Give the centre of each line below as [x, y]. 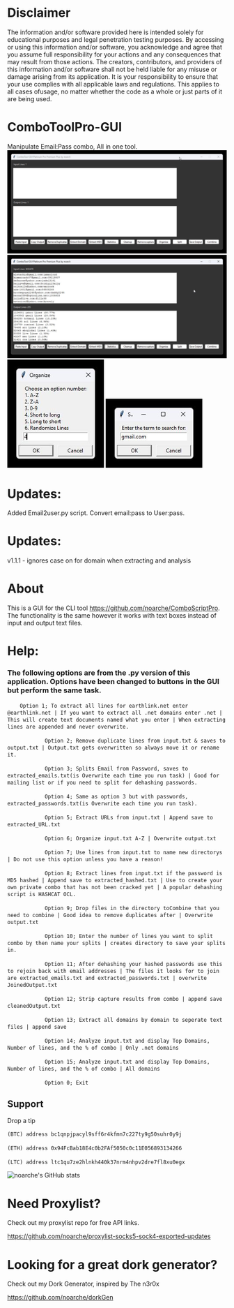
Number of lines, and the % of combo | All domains [84, 1069]
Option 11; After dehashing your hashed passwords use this [133, 964]
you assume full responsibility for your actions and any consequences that [114, 54]
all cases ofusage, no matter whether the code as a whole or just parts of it [115, 91]
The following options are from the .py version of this [99, 673]
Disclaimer [39, 13]
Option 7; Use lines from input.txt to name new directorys [133, 852]
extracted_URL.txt [34, 824]
